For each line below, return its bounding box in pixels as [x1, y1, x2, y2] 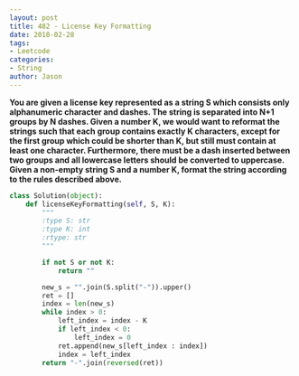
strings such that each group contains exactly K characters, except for [9, 126, 281, 136]
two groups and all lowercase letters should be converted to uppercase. [9, 155, 285, 165]
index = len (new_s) [42, 299, 116, 308]
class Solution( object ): [9, 191, 103, 200]
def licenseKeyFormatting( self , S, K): [25, 200, 176, 209]
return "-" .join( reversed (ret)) [42, 358, 164, 367]
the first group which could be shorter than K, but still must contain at [9, 135, 276, 146]
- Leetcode [9, 47, 51, 56]
